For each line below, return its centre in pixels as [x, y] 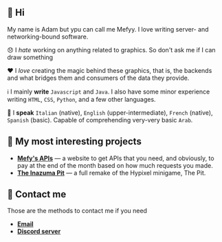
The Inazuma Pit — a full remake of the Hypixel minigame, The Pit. [111, 173]
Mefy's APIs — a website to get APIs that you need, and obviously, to [115, 158]
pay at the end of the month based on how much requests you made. [115, 165]
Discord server [39, 232]
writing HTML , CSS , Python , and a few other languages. [81, 99]
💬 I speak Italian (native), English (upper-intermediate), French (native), [110, 112]
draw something [30, 57]
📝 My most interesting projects [75, 142]
